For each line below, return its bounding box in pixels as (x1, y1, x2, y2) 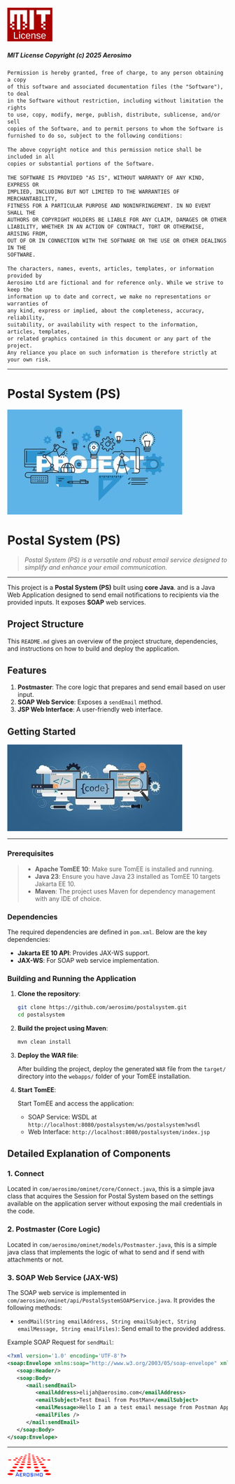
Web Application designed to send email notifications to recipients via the (7, 591, 219, 599)
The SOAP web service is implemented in (7, 1289, 127, 1297)
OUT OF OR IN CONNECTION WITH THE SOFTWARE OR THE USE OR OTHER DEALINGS (7, 237, 227, 244)
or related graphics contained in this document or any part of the (7, 335, 211, 342)
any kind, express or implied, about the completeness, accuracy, (7, 307, 205, 314)
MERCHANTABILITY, (7, 195, 58, 202)
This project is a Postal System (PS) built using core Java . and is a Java (7, 583, 215, 591)
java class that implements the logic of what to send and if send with (7, 1248, 205, 1256)
